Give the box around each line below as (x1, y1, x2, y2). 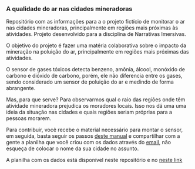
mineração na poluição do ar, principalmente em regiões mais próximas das (6, 48, 189, 55)
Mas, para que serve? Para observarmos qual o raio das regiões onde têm (6, 96, 186, 103)
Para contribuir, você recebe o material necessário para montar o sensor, (6, 126, 183, 134)
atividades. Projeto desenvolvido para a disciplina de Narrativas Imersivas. (6, 31, 186, 38)
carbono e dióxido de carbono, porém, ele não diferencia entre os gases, (6, 72, 183, 79)
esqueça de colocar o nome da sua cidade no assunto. (6, 145, 139, 152)
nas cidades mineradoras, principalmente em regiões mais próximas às (6, 24, 178, 31)
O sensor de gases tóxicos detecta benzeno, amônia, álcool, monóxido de (6, 66, 185, 73)
